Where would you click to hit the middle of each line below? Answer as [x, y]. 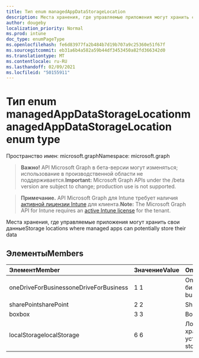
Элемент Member [35, 270]
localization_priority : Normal [45, 28]
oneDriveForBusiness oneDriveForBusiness [69, 287]
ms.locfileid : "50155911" [38, 72]
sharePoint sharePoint [39, 305]
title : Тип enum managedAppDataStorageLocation [66, 12]
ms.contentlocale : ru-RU [37, 61]
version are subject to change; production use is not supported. [98, 186]
